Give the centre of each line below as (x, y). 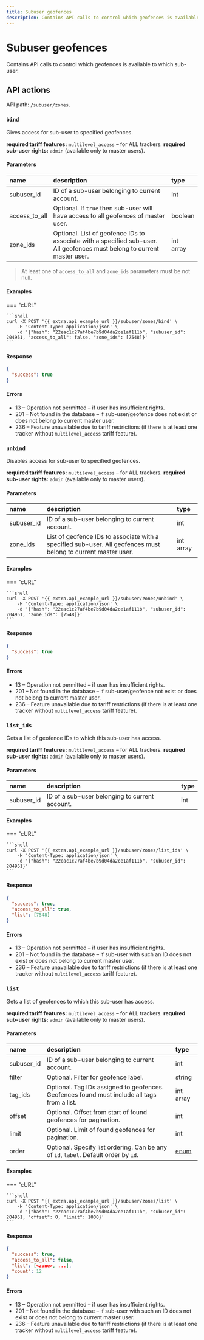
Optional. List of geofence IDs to (99, 233)
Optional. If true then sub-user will (103, 208)
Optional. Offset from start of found (97, 1112)
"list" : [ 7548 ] (31, 915)
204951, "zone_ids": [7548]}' (45, 614)
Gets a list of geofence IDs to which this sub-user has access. (84, 738)
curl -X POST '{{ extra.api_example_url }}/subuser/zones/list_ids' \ (97, 850)
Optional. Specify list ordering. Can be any (107, 1147)
